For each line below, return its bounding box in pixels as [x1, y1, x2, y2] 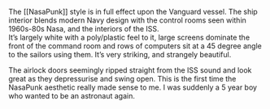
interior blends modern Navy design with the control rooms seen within [8, 15, 246, 25]
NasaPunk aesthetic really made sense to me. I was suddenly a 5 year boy [8, 82, 258, 92]
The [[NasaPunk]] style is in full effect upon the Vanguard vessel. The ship [8, 7, 258, 16]
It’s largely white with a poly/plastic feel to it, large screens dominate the [8, 32, 250, 42]
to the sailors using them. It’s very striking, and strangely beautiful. [8, 50, 232, 59]
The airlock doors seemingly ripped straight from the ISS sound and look [8, 65, 252, 75]
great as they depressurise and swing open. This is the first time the [8, 74, 237, 83]
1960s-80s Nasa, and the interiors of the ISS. [8, 24, 160, 33]
